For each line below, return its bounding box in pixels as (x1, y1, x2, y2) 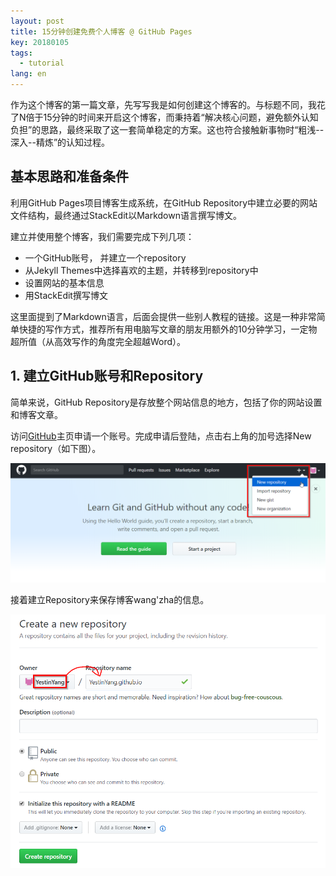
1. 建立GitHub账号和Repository (10, 368, 204, 385)
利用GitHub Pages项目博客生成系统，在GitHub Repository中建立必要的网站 (10, 196, 318, 209)
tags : (10, 48, 33, 58)
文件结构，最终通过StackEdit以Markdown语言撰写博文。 (10, 209, 242, 221)
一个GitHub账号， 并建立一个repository (24, 251, 187, 264)
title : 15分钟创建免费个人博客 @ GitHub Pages (10, 26, 193, 37)
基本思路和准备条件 (10, 168, 129, 185)
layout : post (10, 16, 65, 26)
